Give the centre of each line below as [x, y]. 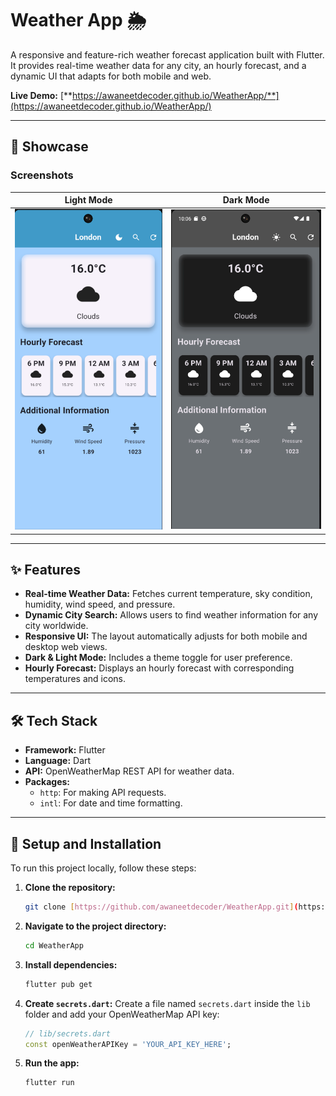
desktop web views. [66, 647]
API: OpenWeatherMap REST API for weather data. [129, 771]
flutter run [49, 1083]
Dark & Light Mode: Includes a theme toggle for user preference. [158, 658]
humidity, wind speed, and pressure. [100, 604]
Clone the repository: [70, 888]
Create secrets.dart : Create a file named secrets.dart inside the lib [167, 1003]
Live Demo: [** [41, 95]
